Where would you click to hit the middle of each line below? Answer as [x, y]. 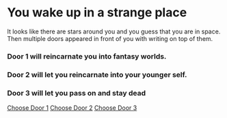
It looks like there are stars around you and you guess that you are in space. [114, 31]
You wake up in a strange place [97, 13]
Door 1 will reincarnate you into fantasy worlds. [87, 56]
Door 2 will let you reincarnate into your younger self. [97, 74]
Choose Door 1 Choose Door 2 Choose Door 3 [72, 108]
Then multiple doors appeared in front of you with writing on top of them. [110, 38]
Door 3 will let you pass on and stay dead [76, 93]
